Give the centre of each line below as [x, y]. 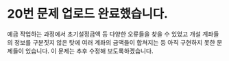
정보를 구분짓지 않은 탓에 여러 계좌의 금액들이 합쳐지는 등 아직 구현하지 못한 [115, 42]
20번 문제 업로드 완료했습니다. [87, 14]
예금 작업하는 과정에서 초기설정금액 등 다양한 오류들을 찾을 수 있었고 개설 [104, 34]
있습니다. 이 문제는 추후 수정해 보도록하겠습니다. [89, 51]
